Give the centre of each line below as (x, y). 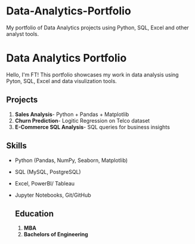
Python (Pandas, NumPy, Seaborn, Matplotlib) (71, 160)
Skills (16, 146)
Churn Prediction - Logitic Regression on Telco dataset (82, 120)
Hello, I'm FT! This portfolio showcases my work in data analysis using (92, 74)
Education (34, 213)
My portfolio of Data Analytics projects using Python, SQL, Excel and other (97, 28)
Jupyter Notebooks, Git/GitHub (53, 195)
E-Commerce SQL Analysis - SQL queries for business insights (92, 127)
